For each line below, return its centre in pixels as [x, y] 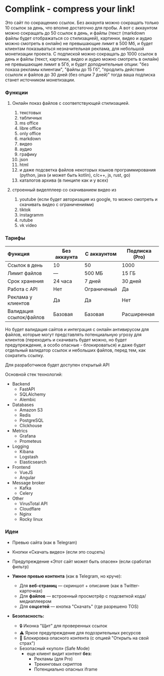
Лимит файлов [25, 273]
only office [30, 134]
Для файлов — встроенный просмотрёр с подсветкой [76, 596]
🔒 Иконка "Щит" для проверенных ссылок [63, 626]
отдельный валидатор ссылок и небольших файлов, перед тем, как [75, 350]
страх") [27, 643]
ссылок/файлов [26, 317]
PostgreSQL [31, 420]
